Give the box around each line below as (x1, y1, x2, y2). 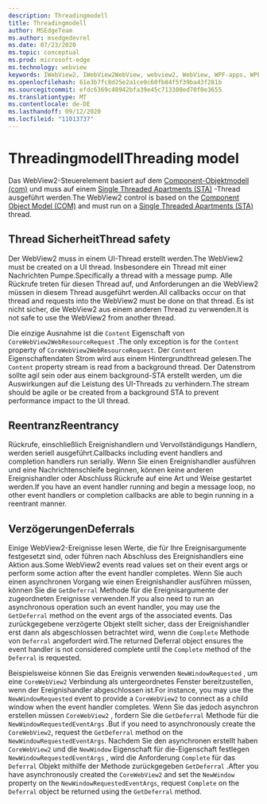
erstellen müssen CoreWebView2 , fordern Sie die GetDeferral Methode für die (8, 711, 259, 720)
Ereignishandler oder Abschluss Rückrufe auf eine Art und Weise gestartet (8, 474, 252, 484)
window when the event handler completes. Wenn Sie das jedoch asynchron (8, 702, 259, 712)
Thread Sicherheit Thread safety (8, 232, 171, 247)
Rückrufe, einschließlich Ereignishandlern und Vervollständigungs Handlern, (8, 440, 257, 449)
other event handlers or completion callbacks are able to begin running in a (8, 491, 254, 500)
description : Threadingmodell (8, 11, 109, 20)
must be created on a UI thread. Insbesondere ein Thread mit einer (8, 262, 226, 271)
